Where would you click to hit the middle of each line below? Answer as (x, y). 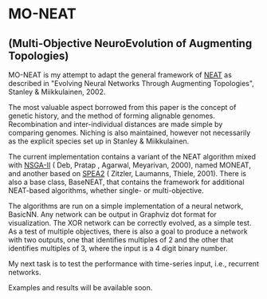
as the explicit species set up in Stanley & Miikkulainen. (99, 141)
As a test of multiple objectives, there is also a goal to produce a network (128, 231)
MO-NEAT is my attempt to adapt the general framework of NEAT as (120, 75)
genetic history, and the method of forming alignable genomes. (112, 116)
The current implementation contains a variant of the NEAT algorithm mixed (132, 157)
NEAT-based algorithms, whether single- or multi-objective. (106, 191)
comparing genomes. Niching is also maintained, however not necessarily (130, 133)
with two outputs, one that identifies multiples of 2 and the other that (121, 240)
